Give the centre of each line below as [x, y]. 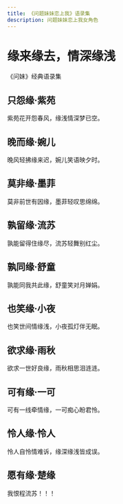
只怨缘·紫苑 [32, 100]
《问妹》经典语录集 [34, 76]
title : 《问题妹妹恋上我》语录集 [49, 13]
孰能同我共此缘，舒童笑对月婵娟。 [55, 285]
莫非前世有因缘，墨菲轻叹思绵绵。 [55, 201]
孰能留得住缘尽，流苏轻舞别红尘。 [55, 243]
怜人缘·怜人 [32, 433]
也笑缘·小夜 [32, 308]
